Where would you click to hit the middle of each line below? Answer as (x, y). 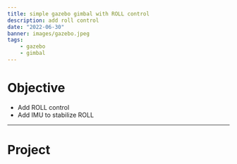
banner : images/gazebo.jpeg (49, 33)
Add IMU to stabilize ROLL (55, 115)
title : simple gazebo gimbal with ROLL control (79, 14)
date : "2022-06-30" (36, 27)
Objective (36, 88)
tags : (15, 40)
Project (29, 150)
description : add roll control (53, 20)
